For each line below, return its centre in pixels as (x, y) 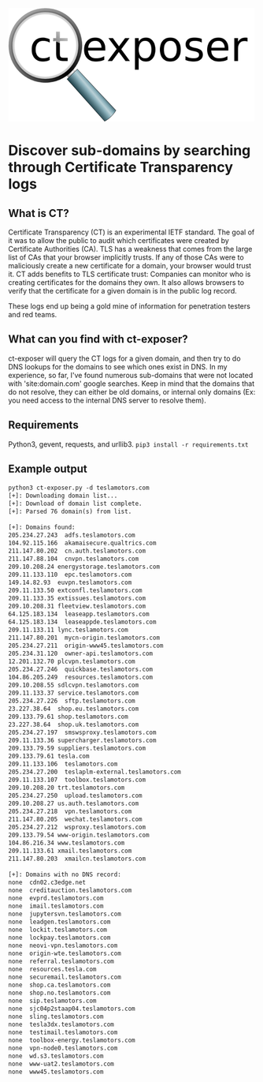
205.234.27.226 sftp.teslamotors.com (72, 701)
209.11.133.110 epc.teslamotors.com (70, 575)
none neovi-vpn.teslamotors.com (63, 946)
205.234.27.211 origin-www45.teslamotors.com (86, 646)
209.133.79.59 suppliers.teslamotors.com (77, 749)
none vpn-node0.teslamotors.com (63, 1048)
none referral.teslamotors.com (61, 962)
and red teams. (33, 314)
